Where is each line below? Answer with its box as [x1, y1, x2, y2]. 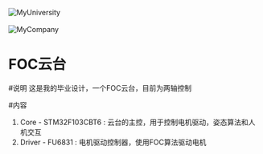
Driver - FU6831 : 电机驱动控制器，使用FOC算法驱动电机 [19, 137, 207, 147]
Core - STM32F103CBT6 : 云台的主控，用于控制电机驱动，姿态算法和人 [19, 117, 256, 127]
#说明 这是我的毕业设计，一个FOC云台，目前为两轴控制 [8, 83, 191, 92]
